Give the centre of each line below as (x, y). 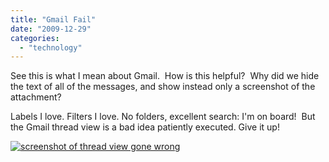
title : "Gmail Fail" (53, 19)
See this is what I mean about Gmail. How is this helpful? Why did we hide (165, 76)
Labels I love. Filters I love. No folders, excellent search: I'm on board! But (163, 117)
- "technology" (51, 47)
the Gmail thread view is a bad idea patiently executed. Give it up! (145, 127)
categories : (35, 38)
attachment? (36, 97)
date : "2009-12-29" (51, 29)
